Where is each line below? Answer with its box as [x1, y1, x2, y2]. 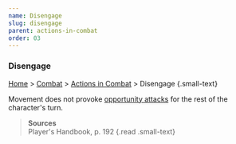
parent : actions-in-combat [8, 26, 98, 34]
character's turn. [8, 102, 64, 112]
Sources [27, 118, 57, 128]
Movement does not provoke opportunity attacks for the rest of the [8, 94, 229, 104]
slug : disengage [8, 19, 62, 27]
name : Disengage [8, 11, 62, 20]
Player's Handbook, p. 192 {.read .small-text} [27, 126, 176, 136]
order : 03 [8, 34, 41, 42]
